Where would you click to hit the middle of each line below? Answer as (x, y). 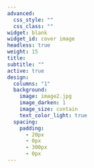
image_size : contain (49, 109)
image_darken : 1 (43, 103)
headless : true (29, 45)
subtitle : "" (26, 64)
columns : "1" (32, 84)
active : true (26, 71)
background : (31, 90)
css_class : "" (33, 26)
